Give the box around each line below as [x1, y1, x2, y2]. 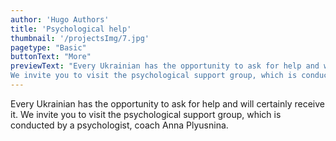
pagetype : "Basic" [10, 42, 87, 53]
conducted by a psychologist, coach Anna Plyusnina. [10, 119, 229, 131]
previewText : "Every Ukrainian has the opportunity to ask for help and [10, 61, 320, 71]
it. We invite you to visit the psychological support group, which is [10, 108, 282, 120]
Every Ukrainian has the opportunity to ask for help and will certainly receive [10, 97, 326, 110]
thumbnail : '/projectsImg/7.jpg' [10, 33, 150, 43]
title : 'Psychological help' [10, 24, 132, 34]
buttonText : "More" [10, 52, 92, 62]
